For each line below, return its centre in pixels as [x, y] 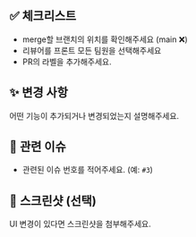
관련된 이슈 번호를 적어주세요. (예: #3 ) [88, 170]
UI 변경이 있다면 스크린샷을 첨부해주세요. [80, 224]
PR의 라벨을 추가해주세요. [67, 62]
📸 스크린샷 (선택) [53, 201]
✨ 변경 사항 [39, 93]
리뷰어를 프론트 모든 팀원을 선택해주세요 [92, 50]
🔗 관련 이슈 [38, 147]
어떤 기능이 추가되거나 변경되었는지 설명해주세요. [94, 115]
